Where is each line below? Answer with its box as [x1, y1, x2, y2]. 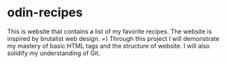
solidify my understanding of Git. [7, 49, 100, 57]
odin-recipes [7, 5, 83, 20]
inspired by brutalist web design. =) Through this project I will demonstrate [7, 34, 220, 42]
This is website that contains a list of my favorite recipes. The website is [7, 27, 212, 35]
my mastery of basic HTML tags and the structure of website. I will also [7, 42, 210, 50]
